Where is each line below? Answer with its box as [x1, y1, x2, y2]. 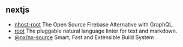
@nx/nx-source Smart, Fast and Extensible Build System [14, 33, 154, 41]
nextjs [5, 5, 29, 15]
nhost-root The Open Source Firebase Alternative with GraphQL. [14, 20, 174, 28]
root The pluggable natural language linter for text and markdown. [14, 27, 178, 34]
